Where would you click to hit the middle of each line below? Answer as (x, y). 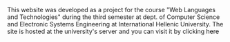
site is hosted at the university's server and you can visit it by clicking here (113, 31)
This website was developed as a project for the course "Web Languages (112, 10)
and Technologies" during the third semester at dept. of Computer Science (114, 17)
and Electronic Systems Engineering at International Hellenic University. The (115, 24)
